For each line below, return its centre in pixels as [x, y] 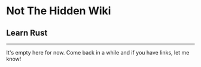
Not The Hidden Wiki [59, 11]
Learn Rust [27, 33]
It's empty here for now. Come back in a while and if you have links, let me [98, 52]
